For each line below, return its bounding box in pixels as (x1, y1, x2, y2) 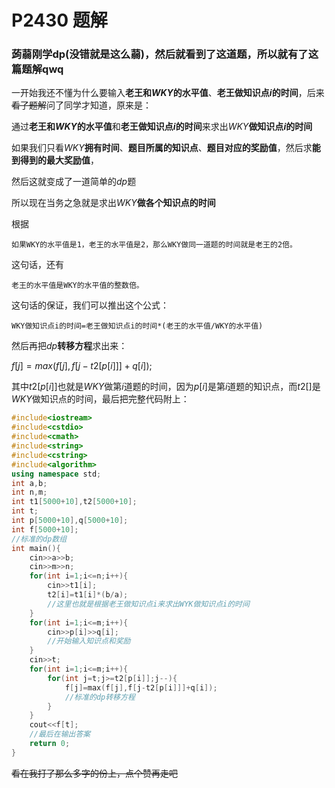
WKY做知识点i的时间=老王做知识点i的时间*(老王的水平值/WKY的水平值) (11, 321, 264, 331)
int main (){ (11, 543, 61, 553)
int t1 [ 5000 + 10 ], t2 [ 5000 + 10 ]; (11, 497, 138, 507)
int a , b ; (11, 478, 48, 488)
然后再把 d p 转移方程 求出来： (11, 340, 128, 352)
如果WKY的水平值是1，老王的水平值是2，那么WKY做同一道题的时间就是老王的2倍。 (11, 240, 298, 250)
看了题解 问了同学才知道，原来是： (11, 99, 152, 111)
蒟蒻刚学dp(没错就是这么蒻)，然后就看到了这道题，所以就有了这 (11, 47, 319, 61)
